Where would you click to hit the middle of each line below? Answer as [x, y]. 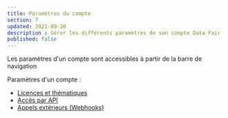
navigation [22, 66]
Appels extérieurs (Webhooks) [60, 108]
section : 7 [23, 20]
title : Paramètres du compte [49, 13]
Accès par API [38, 100]
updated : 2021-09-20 [37, 26]
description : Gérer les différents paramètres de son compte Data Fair [114, 33]
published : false [32, 39]
